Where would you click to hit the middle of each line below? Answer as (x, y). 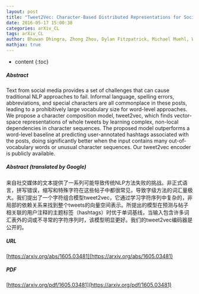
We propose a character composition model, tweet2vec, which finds (89, 115)
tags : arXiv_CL (25, 34)
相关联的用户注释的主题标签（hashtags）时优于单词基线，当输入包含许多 (95, 212)
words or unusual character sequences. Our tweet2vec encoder (113, 147)
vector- (183, 115)
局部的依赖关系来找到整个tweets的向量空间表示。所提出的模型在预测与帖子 (97, 205)
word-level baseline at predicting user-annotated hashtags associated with (97, 134)
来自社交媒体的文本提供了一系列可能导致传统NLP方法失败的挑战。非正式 (94, 182)
